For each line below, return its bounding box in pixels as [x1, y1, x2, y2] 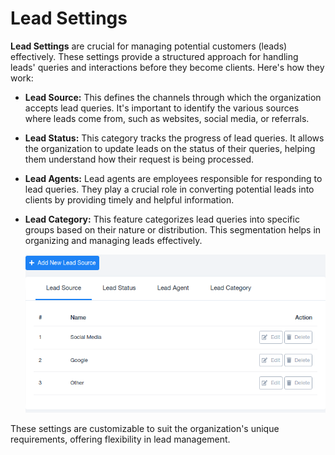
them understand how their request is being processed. [24, 153, 255, 165]
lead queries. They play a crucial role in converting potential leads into [24, 183, 315, 195]
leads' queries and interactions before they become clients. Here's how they [10, 61, 325, 73]
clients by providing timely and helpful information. [24, 193, 235, 206]
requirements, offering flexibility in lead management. [10, 433, 231, 446]
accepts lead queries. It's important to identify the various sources [24, 102, 300, 114]
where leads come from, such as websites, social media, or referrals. [24, 112, 310, 124]
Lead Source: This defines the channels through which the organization [24, 91, 322, 103]
